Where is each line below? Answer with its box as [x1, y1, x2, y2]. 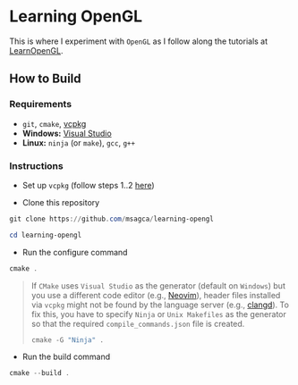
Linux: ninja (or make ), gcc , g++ [21, 137, 136, 148]
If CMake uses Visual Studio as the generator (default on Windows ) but [30, 280, 286, 291]
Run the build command [21, 351, 111, 363]
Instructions [9, 159, 64, 172]
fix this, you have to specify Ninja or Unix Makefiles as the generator [30, 308, 286, 319]
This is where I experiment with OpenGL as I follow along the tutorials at [9, 36, 268, 46]
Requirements [9, 98, 72, 111]
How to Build [9, 71, 82, 87]
